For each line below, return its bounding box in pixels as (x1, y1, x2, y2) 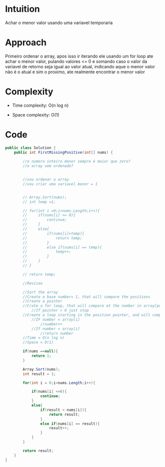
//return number (40, 331, 74, 336)
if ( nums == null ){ (23, 349, 58, 354)
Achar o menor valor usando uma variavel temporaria (5, 20, 113, 26)
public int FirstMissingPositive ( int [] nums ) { (14, 150, 113, 155)
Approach (5, 37, 47, 48)
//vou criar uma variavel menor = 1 (23, 181, 98, 186)
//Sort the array (23, 290, 58, 294)
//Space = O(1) (23, 340, 54, 345)
